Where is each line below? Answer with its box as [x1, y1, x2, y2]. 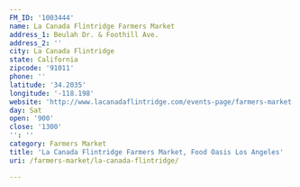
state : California [9, 55, 78, 64]
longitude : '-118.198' [9, 89, 95, 98]
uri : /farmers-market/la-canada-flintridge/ [9, 155, 179, 165]
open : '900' [9, 114, 54, 123]
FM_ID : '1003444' [9, 13, 75, 23]
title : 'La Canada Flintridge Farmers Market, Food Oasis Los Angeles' [9, 147, 284, 156]
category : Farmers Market [9, 139, 106, 148]
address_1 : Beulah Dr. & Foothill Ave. [9, 30, 159, 39]
